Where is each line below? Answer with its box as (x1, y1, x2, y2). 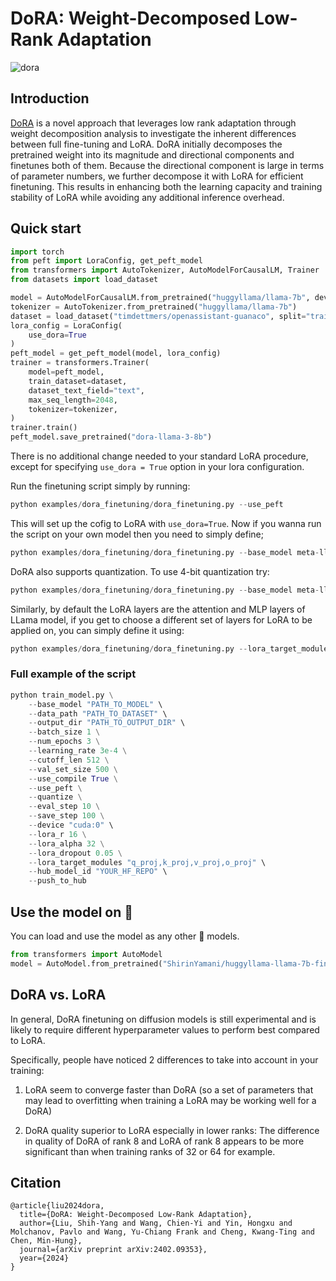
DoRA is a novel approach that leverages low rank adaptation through (10, 117, 297, 129)
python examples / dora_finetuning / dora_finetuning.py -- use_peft (10, 500, 284, 510)
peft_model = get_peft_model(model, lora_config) (10, 348, 222, 359)
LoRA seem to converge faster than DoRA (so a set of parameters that (24, 1083, 314, 1096)
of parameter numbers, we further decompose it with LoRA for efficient (10, 170, 304, 182)
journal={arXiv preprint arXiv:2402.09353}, (19, 1245, 208, 1255)
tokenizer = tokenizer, (28, 404, 118, 414)
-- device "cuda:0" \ (28, 820, 114, 831)
